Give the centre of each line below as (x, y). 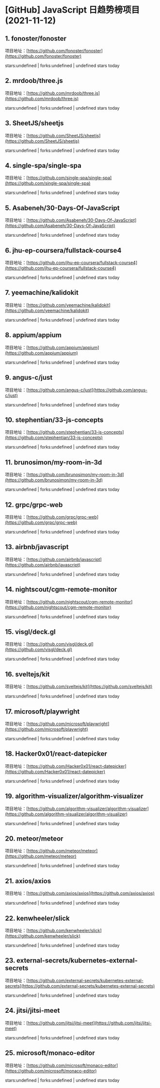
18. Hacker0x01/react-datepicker (56, 754)
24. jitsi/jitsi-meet (32, 1011)
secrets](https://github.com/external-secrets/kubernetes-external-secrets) (80, 986)
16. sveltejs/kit (27, 674)
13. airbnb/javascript (37, 547)
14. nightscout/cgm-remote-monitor (61, 590)
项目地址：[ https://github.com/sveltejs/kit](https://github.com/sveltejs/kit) (79, 686)
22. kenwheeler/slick (37, 918)
